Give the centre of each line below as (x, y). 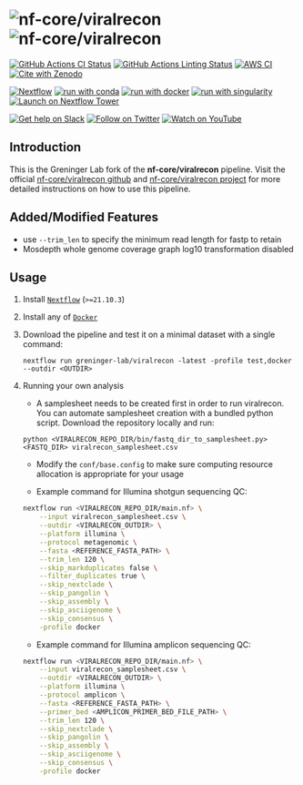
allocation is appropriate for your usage (110, 474)
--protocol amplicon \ (82, 695)
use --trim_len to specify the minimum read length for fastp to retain (152, 239)
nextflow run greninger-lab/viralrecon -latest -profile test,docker (157, 361)
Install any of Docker (60, 317)
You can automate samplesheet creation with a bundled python (155, 413)
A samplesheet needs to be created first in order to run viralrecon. (160, 403)
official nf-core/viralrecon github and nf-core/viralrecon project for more (145, 178)
